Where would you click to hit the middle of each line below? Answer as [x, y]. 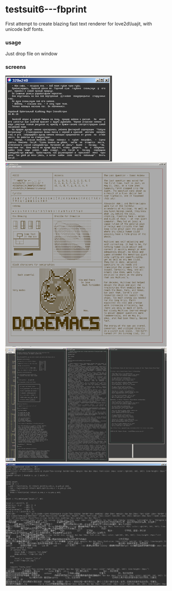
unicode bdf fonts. [25, 29]
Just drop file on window [31, 54]
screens [16, 67]
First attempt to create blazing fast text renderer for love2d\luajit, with [79, 24]
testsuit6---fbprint [46, 10]
